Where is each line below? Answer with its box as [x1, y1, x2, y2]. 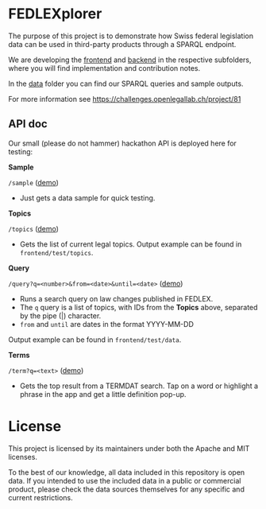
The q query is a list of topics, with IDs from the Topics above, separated [19, 302, 258, 312]
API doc [8, 117, 48, 131]
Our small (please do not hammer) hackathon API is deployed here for [8, 138, 237, 148]
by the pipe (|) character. [19, 311, 102, 321]
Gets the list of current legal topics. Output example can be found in [19, 239, 242, 249]
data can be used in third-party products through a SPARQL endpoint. [8, 39, 237, 49]
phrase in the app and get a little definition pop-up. [19, 389, 187, 398]
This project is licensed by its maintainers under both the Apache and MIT [8, 443, 250, 453]
